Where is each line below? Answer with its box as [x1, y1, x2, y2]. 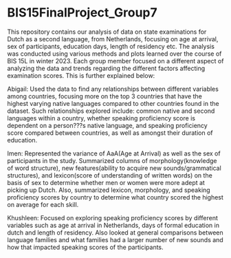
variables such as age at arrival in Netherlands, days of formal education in [7, 221, 220, 229]
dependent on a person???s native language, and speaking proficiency [7, 121, 208, 129]
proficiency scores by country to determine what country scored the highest [7, 193, 223, 201]
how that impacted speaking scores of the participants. [7, 243, 164, 251]
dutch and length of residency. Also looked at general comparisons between [7, 228, 223, 237]
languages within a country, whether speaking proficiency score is [7, 114, 196, 122]
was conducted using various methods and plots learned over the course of [7, 50, 222, 58]
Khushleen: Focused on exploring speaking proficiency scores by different [7, 213, 218, 222]
